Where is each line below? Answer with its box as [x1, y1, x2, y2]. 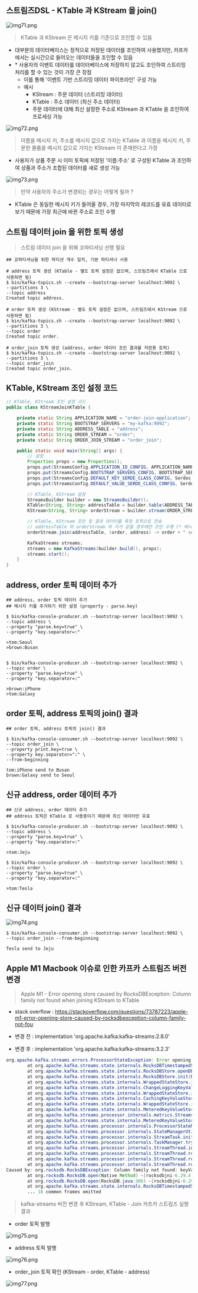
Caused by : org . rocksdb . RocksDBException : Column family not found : [6, 1167, 178, 1173]
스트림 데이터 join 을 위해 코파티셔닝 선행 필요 [20, 244, 126, 251]
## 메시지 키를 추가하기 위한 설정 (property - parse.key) [6, 603, 138, 609]
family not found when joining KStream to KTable [20, 997, 140, 1004]
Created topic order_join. [6, 365, 72, 371]
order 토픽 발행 [14, 1220, 50, 1227]
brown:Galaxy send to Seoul [6, 772, 75, 778]
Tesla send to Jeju [6, 946, 54, 952]
